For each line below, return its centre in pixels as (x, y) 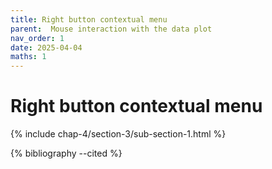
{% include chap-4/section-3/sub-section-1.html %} (118, 134)
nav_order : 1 (37, 38)
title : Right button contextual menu (89, 19)
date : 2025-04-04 (46, 47)
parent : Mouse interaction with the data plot (111, 29)
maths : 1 (28, 57)
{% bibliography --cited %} (66, 153)
